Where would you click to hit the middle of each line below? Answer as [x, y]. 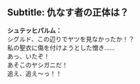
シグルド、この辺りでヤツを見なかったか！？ [71, 39]
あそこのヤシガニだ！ [37, 65]
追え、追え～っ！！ [35, 73]
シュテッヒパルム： [35, 30]
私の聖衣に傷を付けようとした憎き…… [61, 48]
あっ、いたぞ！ [28, 56]
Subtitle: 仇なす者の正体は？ [68, 13]
